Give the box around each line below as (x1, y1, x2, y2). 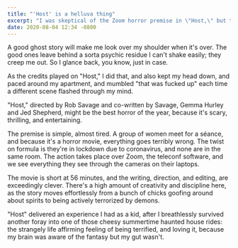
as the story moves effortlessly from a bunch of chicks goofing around (7, 189, 214, 198)
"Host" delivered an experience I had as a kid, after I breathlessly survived (7, 210, 225, 219)
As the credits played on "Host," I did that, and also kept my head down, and (7, 72, 230, 80)
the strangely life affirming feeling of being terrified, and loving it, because (7, 225, 225, 234)
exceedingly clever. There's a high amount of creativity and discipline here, (7, 181, 227, 190)
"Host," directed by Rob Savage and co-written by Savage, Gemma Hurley (7, 101, 225, 109)
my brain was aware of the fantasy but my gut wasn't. (7, 232, 164, 242)
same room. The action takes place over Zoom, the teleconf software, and (7, 152, 224, 161)
